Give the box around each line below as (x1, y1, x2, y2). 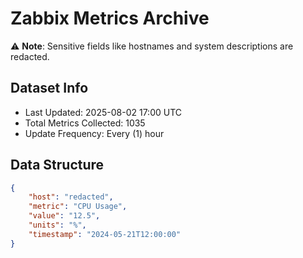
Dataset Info (10, 80, 89, 97)
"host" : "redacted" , (28, 192, 114, 202)
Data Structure (10, 157, 105, 174)
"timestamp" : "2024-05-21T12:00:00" (28, 229, 182, 239)
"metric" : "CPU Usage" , (28, 202, 128, 212)
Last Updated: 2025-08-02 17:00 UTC (24, 106, 182, 118)
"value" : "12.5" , (28, 211, 101, 221)
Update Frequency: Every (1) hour (24, 127, 165, 139)
